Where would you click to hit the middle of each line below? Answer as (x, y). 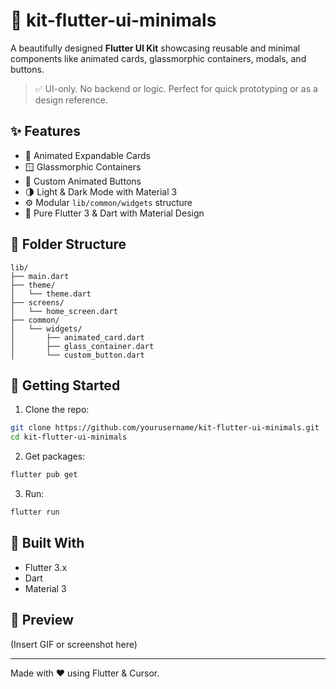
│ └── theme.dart (51, 294)
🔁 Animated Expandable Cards (87, 155)
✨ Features (45, 131)
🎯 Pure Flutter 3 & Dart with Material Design (114, 213)
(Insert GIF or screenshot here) (74, 644)
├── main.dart (40, 276)
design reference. (71, 100)
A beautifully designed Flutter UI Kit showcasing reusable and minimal (155, 48)
